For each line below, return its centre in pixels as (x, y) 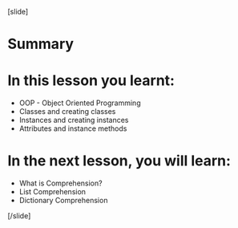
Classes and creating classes (67, 112)
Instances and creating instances (74, 120)
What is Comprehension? (61, 183)
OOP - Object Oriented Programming (80, 103)
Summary (40, 44)
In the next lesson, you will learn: (119, 161)
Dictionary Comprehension (63, 201)
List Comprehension (52, 192)
